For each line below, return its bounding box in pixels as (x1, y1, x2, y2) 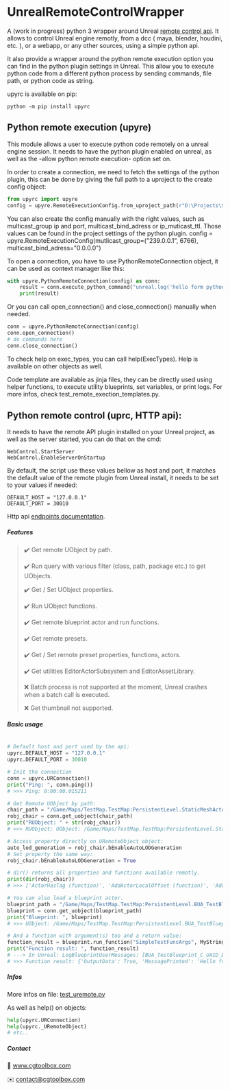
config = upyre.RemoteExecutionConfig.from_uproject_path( (7, 202, 179, 209)
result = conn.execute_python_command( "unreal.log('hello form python (19, 284, 225, 291)
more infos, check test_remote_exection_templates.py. (7, 390, 160, 398)
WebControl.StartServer (7, 449, 75, 455)
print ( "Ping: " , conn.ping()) (7, 781, 94, 788)
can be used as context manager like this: (7, 264, 125, 272)
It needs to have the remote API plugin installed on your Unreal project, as (7, 428, 216, 436)
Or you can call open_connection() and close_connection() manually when (7, 303, 217, 311)
